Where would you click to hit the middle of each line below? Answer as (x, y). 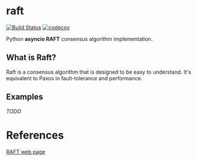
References (35, 135)
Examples (25, 97)
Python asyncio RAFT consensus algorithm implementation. (79, 39)
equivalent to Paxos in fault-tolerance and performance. (75, 78)
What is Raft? (31, 58)
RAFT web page (26, 151)
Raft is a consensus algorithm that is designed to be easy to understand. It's (99, 72)
